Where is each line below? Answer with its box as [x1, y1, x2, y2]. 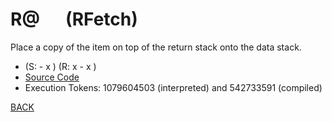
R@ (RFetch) [10, 8, 138, 31]
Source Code [24, 71, 80, 83]
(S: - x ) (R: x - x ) [24, 60, 97, 72]
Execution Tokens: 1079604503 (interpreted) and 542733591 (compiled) [24, 81, 323, 93]
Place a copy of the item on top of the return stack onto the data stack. [10, 41, 302, 53]
